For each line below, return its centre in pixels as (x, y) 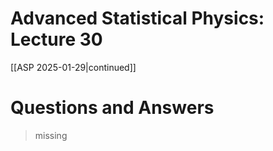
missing (51, 135)
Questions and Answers (112, 108)
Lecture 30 (56, 39)
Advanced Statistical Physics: (137, 18)
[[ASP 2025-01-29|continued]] (73, 67)
